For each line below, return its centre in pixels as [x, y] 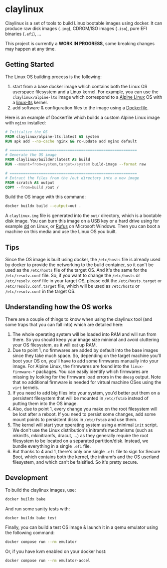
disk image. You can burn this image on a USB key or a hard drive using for [82, 221]
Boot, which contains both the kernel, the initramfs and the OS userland [86, 457]
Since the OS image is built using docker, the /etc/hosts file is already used [83, 260]
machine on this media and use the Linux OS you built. [61, 232]
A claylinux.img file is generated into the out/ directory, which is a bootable [83, 216]
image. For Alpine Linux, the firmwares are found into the [71, 366]
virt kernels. [26, 388]
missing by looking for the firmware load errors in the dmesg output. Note [86, 376]
